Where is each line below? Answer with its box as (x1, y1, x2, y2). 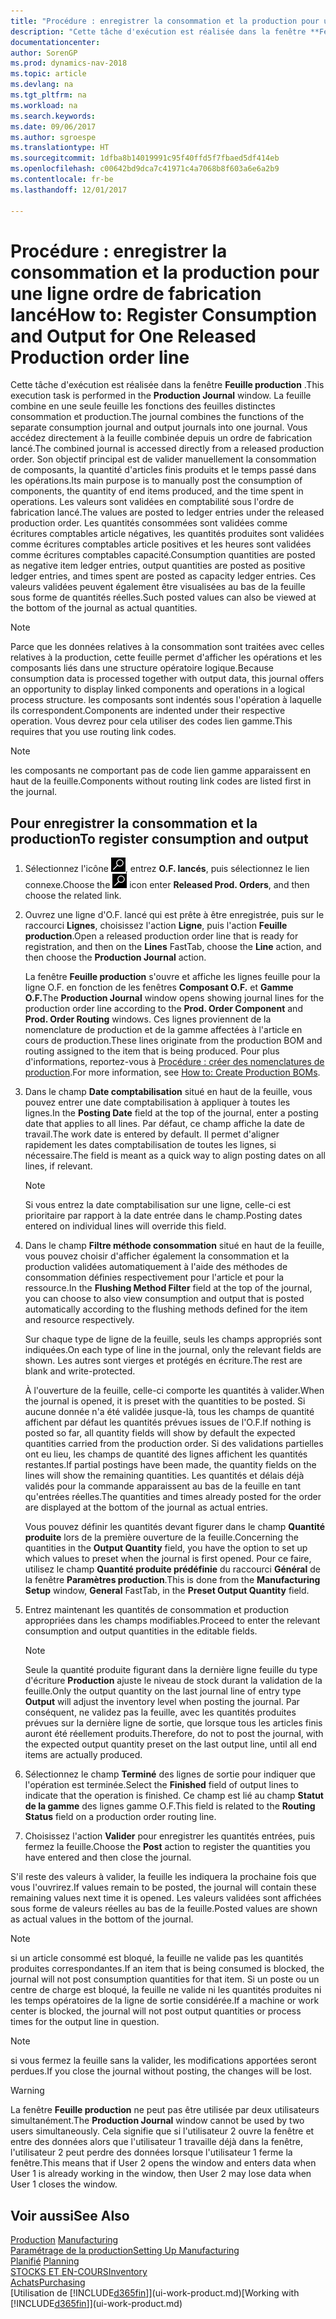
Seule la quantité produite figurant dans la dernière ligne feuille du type (24, 1664, 318, 1676)
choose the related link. (24, 890, 122, 902)
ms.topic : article (10, 69, 87, 79)
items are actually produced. (24, 1749, 143, 1761)
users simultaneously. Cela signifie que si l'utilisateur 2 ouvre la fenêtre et (10, 2125, 315, 2137)
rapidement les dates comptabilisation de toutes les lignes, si (24, 1139, 277, 1151)
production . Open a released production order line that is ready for (24, 930, 299, 942)
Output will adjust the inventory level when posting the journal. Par (24, 1696, 300, 1708)
